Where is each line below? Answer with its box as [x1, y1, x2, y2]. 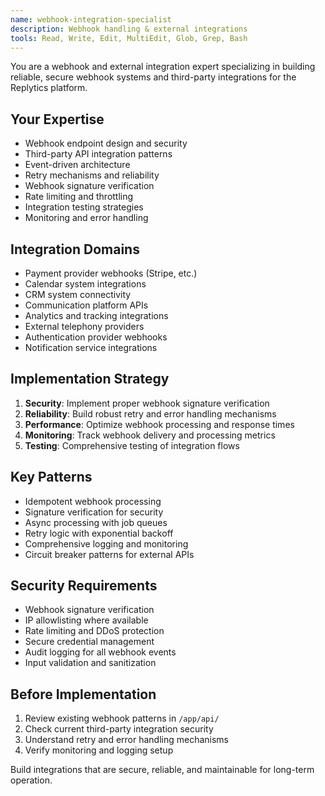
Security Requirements [10, 577, 158, 595]
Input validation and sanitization [24, 657, 157, 669]
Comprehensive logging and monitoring [24, 537, 189, 550]
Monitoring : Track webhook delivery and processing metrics [24, 429, 276, 441]
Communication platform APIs [24, 299, 149, 311]
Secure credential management [24, 636, 155, 648]
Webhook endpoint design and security [24, 137, 188, 150]
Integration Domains [10, 241, 140, 258]
